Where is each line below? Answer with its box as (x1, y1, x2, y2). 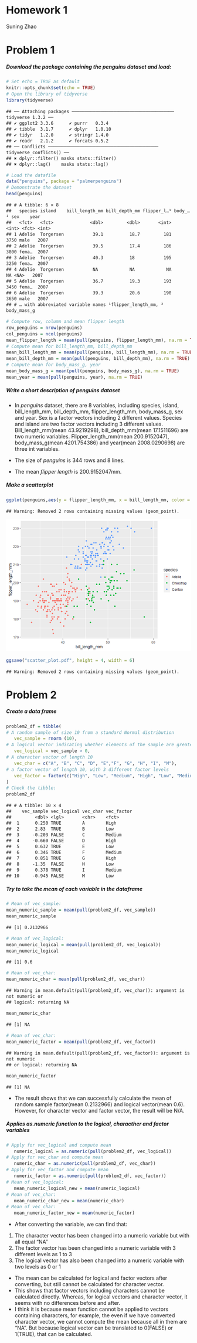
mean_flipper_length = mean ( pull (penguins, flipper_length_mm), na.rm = (6, 337, 188, 343)
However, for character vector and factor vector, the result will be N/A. (14, 1107, 185, 1114)
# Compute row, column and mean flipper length (6, 319, 125, 325)
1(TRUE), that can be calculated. (14, 1331, 93, 1338)
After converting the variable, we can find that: (14, 1220, 128, 1228)
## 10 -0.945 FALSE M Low (6, 873, 114, 879)
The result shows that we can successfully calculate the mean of (14, 1094, 172, 1101)
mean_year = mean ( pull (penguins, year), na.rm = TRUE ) (6, 374, 143, 380)
